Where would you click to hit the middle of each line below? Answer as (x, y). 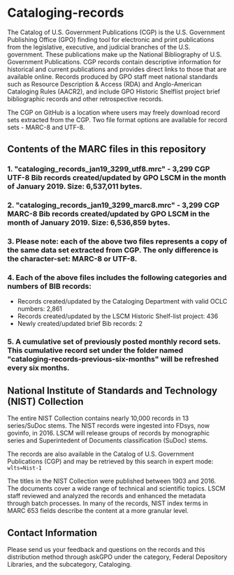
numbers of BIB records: (50, 286)
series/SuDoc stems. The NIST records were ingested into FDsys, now (109, 426)
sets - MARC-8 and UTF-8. (46, 127)
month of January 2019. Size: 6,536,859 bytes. (89, 223)
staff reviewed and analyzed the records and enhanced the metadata (107, 496)
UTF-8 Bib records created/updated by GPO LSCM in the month (117, 178)
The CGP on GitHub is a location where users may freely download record (114, 112)
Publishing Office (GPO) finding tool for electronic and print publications (111, 39)
